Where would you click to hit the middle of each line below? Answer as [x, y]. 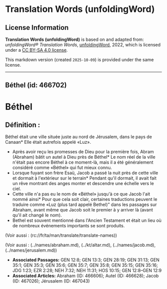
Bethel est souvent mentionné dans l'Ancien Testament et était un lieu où [87, 220]
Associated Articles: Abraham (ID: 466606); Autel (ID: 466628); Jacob [85, 276]
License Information [37, 28]
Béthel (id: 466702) [36, 85]
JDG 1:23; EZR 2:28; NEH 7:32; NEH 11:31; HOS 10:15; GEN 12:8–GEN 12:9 [87, 271]
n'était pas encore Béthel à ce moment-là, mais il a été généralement [83, 162]
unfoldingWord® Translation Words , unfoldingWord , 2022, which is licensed [83, 45]
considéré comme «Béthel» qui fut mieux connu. [62, 168]
